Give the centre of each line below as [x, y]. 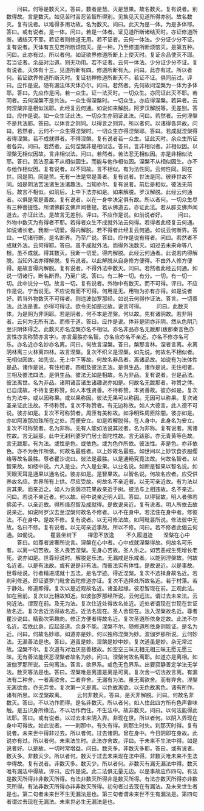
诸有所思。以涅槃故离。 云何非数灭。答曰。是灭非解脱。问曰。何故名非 [100, 695]
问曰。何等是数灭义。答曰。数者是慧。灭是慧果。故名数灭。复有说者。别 [107, 9]
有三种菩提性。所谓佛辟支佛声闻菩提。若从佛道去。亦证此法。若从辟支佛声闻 [102, 207]
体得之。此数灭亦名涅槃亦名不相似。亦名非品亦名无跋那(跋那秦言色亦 [108, 329]
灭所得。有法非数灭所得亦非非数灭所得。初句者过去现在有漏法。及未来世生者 [102, 786]
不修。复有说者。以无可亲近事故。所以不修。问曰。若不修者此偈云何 [112, 527]
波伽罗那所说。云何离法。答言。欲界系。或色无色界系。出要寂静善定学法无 [99, 664]
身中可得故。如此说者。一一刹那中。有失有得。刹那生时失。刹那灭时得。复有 [102, 725]
